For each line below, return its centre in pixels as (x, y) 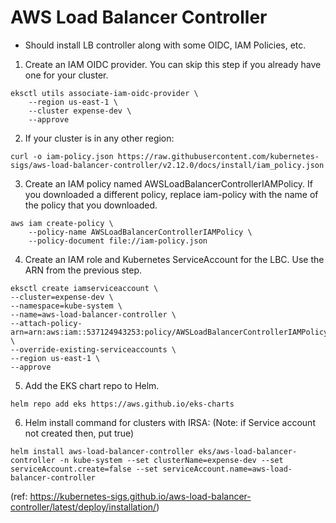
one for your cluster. (66, 75)
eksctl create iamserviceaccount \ (84, 288)
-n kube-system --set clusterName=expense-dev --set (171, 460)
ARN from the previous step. (83, 270)
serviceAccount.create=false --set (84, 469)
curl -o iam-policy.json (62, 156)
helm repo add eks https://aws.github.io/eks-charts (122, 404)
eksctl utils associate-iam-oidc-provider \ (104, 93)
